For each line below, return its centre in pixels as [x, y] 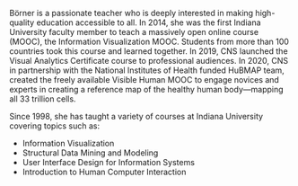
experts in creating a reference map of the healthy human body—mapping [147, 89]
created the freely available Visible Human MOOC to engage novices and [145, 80]
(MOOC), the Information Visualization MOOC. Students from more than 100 [149, 41]
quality [22, 22]
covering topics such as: [55, 126]
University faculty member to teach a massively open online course [134, 32]
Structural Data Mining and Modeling [90, 153]
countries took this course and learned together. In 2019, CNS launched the [149, 51]
